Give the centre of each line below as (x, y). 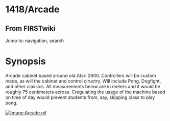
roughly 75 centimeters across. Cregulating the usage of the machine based (85, 92)
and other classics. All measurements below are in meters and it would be (83, 86)
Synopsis (26, 61)
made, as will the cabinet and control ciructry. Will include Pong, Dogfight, (83, 81)
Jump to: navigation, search (34, 41)
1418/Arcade (32, 9)
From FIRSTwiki (30, 28)
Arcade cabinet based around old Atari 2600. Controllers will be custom (81, 75)
